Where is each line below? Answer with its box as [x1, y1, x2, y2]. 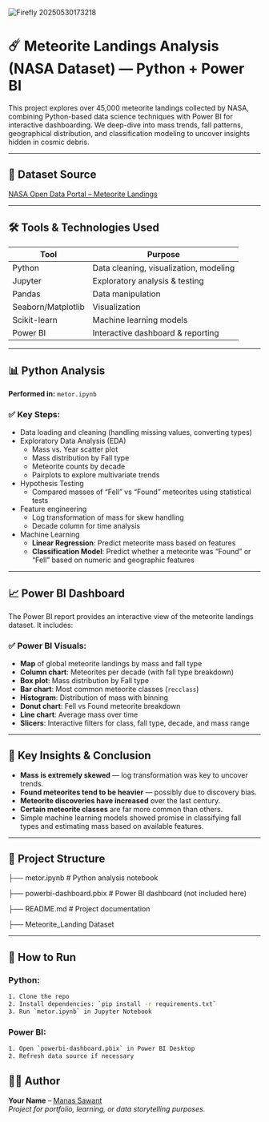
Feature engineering [19, 504, 87, 513]
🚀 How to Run [8, 950, 77, 964]
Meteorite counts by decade [31, 461, 126, 471]
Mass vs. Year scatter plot [31, 444, 118, 454]
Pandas [12, 288, 41, 300]
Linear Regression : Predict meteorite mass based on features [31, 537, 236, 548]
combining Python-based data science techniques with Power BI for [8, 111, 234, 121]
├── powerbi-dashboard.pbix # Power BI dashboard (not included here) [8, 889, 247, 899]
